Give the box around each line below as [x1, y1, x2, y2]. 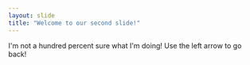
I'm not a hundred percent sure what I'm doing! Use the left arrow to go [8, 40, 242, 50]
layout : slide [8, 11, 56, 20]
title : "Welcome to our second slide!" [8, 19, 141, 27]
